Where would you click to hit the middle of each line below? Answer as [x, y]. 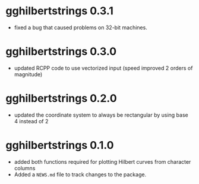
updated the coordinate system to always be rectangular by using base [101, 115]
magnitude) [28, 74]
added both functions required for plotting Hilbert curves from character [102, 161]
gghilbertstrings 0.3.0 [61, 52]
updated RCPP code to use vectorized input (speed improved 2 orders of [103, 68]
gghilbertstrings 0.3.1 [59, 11]
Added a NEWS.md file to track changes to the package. [80, 174]
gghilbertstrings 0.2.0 [61, 99]
